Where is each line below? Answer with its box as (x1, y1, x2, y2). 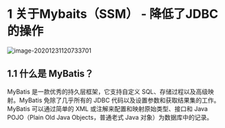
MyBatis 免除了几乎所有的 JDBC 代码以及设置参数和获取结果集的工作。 (19, 96, 220, 104)
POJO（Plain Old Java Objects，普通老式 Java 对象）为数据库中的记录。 (7, 113, 213, 121)
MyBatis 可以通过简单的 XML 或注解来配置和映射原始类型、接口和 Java (7, 104, 208, 113)
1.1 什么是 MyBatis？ (7, 68, 94, 79)
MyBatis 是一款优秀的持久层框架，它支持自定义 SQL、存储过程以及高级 (7, 87, 208, 96)
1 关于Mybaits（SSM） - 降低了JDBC (7, 6, 219, 22)
